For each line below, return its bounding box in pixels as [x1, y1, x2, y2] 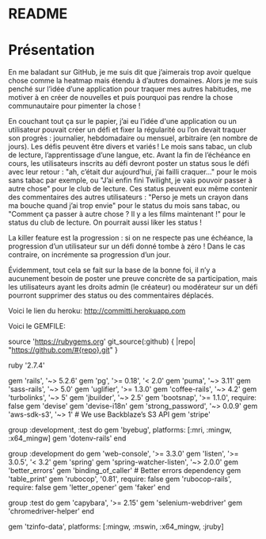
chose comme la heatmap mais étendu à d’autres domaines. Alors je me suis [8, 76, 258, 86]
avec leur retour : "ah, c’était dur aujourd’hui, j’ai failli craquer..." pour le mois [8, 167, 257, 177]
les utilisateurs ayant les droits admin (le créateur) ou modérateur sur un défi [8, 283, 258, 292]
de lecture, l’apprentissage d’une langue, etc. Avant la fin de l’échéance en [8, 150, 251, 160]
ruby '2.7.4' [8, 360, 45, 370]
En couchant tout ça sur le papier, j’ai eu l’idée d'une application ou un [8, 117, 237, 126]
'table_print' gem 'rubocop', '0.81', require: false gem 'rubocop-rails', [8, 474, 232, 484]
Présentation [8, 41, 95, 60]
